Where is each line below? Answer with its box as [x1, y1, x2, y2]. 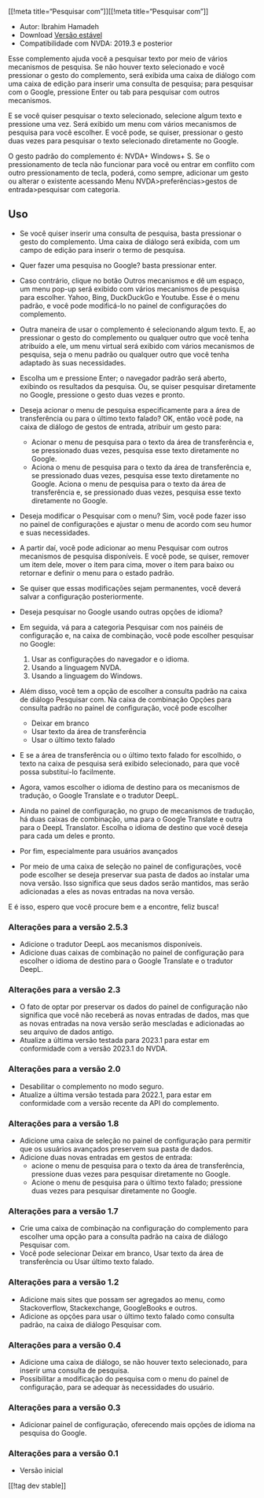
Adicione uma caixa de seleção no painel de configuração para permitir [19, 1136, 251, 1145]
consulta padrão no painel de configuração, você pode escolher [19, 703, 228, 712]
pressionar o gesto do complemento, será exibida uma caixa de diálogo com [8, 71, 255, 80]
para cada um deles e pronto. [19, 831, 115, 840]
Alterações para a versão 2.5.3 [8, 921, 128, 933]
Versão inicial [19, 1466, 64, 1475]
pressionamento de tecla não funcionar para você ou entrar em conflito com [8, 160, 255, 169]
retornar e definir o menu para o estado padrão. [19, 568, 174, 577]
